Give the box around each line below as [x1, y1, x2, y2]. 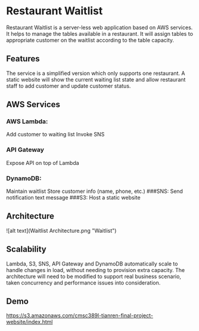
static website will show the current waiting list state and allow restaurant [6, 76, 186, 83]
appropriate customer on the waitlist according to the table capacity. [6, 36, 175, 43]
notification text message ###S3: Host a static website [6, 194, 141, 201]
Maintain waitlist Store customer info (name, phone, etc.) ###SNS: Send [6, 188, 184, 195]
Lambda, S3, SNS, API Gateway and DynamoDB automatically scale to [6, 260, 178, 267]
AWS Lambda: [6, 117, 48, 126]
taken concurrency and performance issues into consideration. [6, 279, 161, 286]
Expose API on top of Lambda [6, 159, 79, 166]
